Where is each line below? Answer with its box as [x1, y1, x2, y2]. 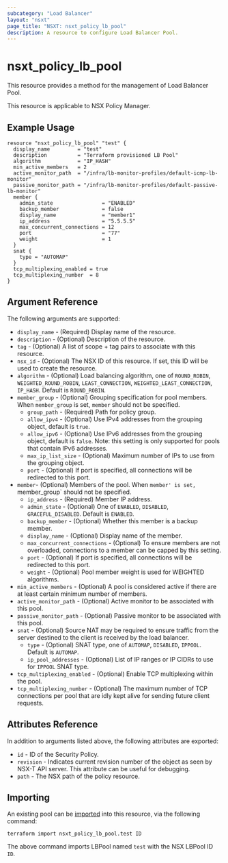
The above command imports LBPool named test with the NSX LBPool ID [7, 842, 214, 851]
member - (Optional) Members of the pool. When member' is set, [16, 480, 196, 488]
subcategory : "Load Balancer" [7, 10, 94, 17]
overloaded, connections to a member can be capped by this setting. [27, 546, 222, 554]
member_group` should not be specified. [16, 488, 132, 496]
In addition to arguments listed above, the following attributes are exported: [7, 737, 218, 745]
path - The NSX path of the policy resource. [16, 772, 140, 780]
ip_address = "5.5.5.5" [19, 218, 136, 225]
